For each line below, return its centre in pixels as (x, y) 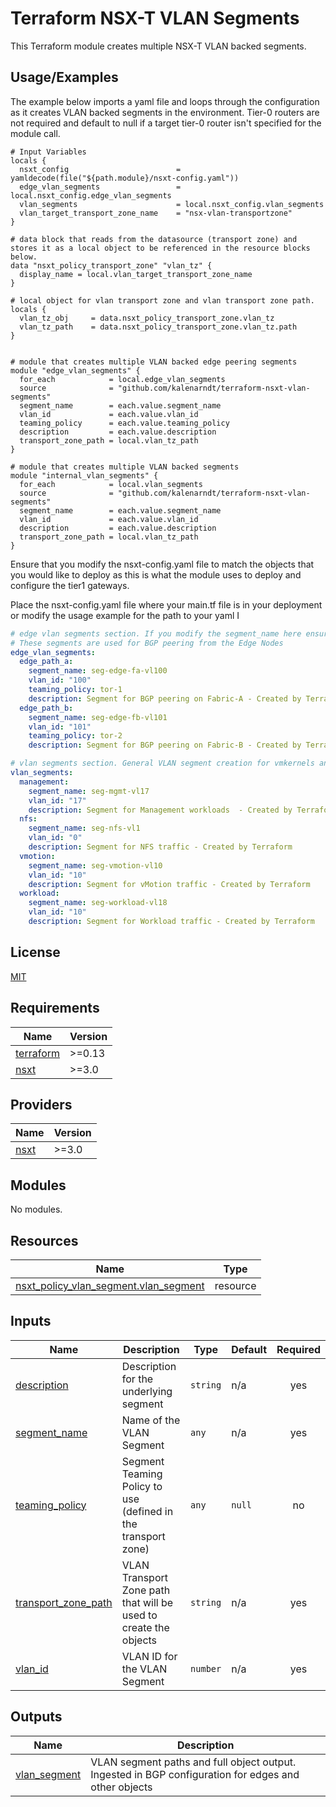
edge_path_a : (46, 662)
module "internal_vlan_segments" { (84, 475)
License (35, 952)
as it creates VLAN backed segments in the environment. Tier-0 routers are (165, 112)
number (206, 1668)
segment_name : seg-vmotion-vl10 (95, 865)
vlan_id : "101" (60, 727)
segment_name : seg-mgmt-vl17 (89, 791)
